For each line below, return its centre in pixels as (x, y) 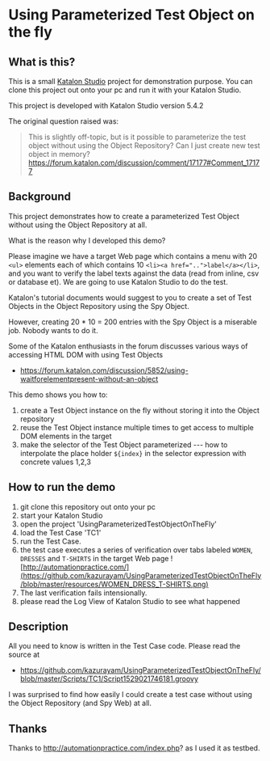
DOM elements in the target (66, 436)
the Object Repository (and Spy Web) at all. (80, 703)
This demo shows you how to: (58, 395)
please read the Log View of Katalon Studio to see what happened (130, 601)
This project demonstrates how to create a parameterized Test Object (124, 216)
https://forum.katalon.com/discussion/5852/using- (104, 370)
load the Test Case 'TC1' (60, 532)
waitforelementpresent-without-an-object (89, 378)
